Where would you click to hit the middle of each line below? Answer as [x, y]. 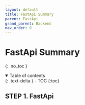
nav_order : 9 [18, 28]
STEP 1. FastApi [29, 96]
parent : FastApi [22, 19]
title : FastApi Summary [29, 14]
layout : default [22, 10]
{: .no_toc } [16, 66]
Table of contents [27, 76]
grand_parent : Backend [28, 23]
